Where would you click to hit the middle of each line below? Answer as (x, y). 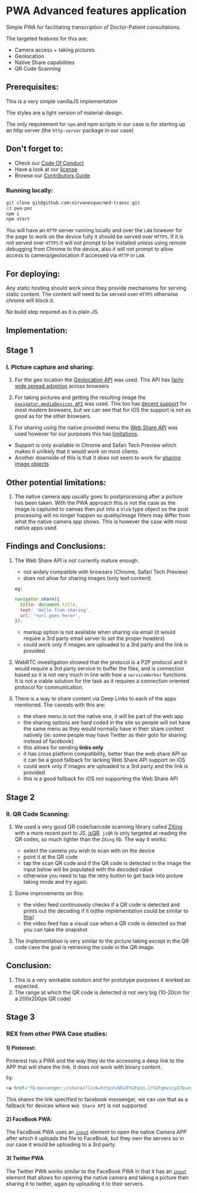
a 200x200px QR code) (43, 998)
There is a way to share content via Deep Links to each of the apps (95, 699)
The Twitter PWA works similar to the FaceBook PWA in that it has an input (96, 1171)
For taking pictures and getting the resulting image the (80, 397)
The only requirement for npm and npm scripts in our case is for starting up (96, 124)
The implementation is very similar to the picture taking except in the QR (102, 941)
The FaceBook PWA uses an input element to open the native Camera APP (96, 1132)
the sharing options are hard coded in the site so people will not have (107, 723)
